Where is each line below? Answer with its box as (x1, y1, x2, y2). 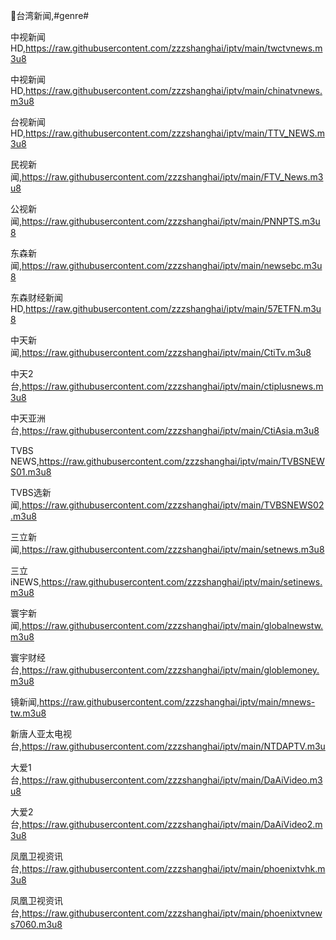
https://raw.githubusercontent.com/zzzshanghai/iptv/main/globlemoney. (21, 664, 320, 676)
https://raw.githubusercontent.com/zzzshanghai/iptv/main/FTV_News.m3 (21, 171, 324, 183)
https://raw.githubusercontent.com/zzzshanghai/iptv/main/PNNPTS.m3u (21, 215, 321, 227)
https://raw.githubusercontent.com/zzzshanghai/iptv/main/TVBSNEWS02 (21, 499, 325, 511)
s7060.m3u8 (10, 919, 63, 930)
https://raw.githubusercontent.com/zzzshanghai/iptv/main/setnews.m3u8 (21, 544, 325, 555)
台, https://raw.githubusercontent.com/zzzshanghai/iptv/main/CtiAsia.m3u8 (10, 425, 320, 436)
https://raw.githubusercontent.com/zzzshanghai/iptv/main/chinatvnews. (24, 85, 323, 96)
